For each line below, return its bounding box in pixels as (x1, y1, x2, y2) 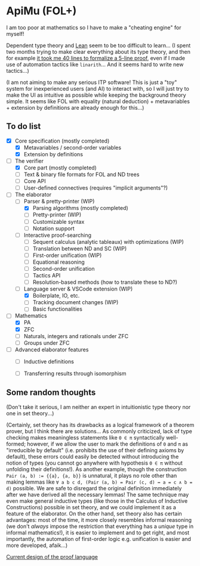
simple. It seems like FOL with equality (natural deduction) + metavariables (6, 97, 190, 105)
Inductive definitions (23, 358, 75, 365)
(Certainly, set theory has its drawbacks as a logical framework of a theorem (6, 421, 195, 428)
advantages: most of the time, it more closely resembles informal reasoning (6, 516, 192, 523)
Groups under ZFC (23, 339, 70, 347)
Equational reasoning (32, 258, 85, 265)
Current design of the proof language (6, 553, 99, 560)
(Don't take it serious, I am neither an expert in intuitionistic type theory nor (6, 403, 191, 410)
